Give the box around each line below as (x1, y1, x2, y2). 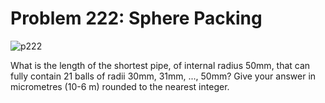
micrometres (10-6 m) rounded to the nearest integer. (10, 80, 230, 92)
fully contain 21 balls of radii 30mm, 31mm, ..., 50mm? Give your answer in (10, 70, 317, 82)
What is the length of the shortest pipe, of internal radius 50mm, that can (10, 59, 311, 71)
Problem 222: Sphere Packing (10, 7, 263, 30)
